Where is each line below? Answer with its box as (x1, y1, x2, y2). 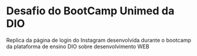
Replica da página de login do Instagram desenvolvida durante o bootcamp (6, 36, 192, 43)
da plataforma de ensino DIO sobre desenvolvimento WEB (6, 43, 150, 50)
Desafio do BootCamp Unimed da (6, 4, 175, 18)
